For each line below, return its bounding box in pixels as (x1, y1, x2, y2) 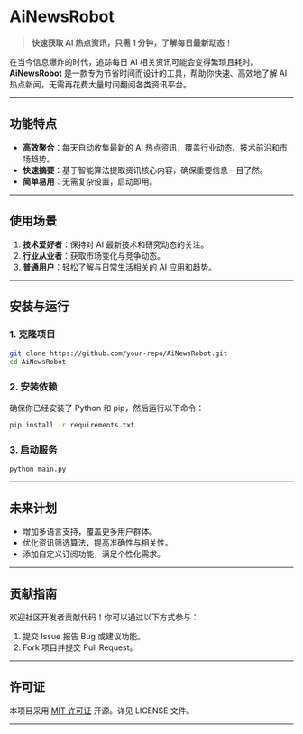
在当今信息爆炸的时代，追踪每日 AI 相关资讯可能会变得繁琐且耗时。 (9, 56, 259, 67)
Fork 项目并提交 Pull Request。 (22, 642, 138, 653)
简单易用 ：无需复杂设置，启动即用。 (22, 176, 158, 187)
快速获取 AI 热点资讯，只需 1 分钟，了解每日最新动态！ (31, 37, 233, 48)
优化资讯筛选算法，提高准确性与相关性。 (22, 537, 173, 548)
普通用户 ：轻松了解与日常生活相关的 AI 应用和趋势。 (22, 261, 217, 272)
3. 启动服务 (9, 444, 58, 456)
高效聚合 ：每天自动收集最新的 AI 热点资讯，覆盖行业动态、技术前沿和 (22, 142, 280, 152)
